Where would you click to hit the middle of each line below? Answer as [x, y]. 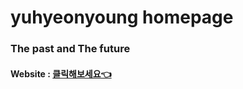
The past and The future [70, 49]
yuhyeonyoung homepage [122, 17]
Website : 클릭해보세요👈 [61, 73]
